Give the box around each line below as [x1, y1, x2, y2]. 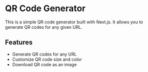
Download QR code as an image [12, 61, 77, 67]
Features [5, 38, 33, 47]
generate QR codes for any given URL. [5, 24, 83, 30]
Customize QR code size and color [12, 56, 82, 62]
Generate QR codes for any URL [12, 51, 77, 57]
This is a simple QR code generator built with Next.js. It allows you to [5, 19, 143, 25]
